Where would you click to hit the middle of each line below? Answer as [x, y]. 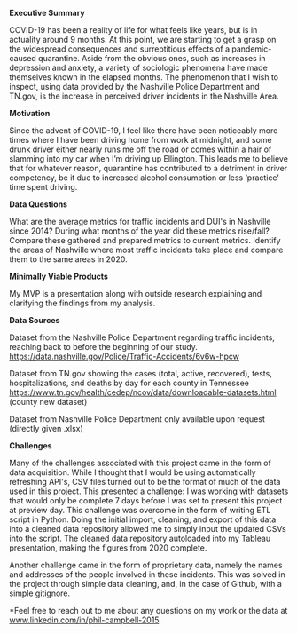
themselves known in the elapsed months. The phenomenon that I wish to [144, 77]
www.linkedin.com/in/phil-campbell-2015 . [86, 620]
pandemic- [252, 49]
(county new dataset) [48, 402]
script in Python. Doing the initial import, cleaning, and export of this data [143, 519]
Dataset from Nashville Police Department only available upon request [137, 419]
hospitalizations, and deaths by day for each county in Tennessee [129, 383]
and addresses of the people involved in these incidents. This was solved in [147, 575]
